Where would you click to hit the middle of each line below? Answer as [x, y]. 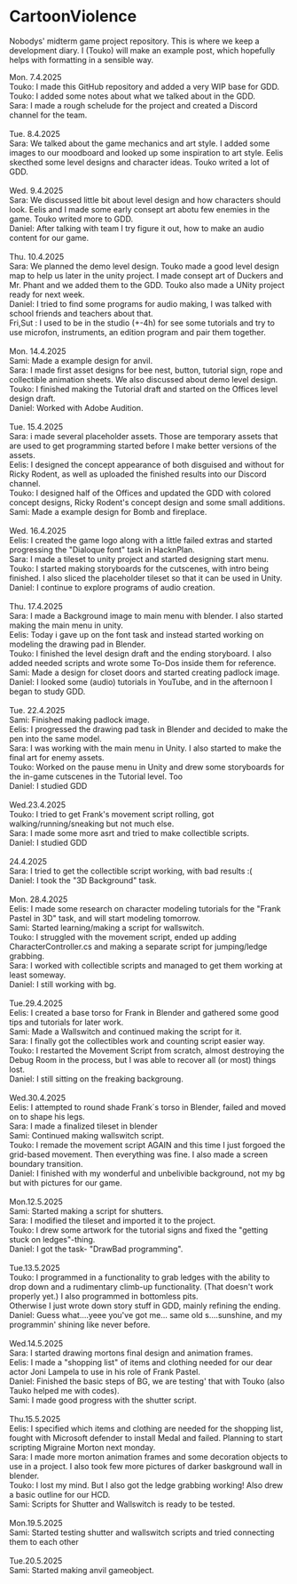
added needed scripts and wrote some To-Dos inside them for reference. [143, 663]
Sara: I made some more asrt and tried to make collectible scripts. [129, 832]
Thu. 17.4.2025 [36, 606]
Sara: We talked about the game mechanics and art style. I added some [140, 143]
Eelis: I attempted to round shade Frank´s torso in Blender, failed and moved [148, 1107]
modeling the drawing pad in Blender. [78, 644]
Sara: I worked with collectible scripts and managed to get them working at [146, 965]
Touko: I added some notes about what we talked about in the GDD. [132, 96]
